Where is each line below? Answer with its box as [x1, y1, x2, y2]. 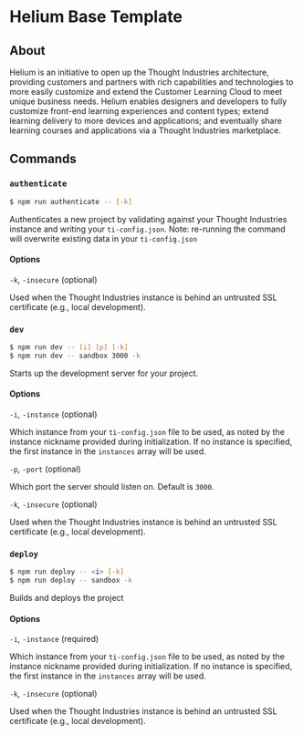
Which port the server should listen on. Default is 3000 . [9, 481, 214, 492]
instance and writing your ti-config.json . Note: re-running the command [9, 223, 286, 234]
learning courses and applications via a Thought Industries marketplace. [9, 125, 281, 136]
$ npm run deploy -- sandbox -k [9, 576, 132, 585]
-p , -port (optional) [9, 463, 81, 475]
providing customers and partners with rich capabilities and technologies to [9, 77, 294, 88]
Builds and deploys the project [9, 593, 124, 604]
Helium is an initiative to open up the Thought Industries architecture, [9, 67, 269, 78]
